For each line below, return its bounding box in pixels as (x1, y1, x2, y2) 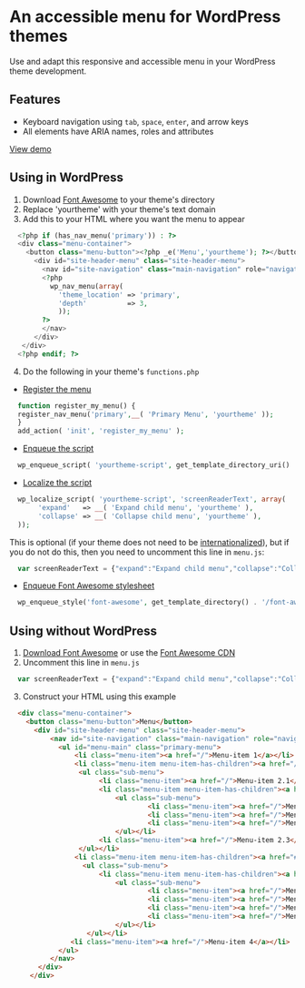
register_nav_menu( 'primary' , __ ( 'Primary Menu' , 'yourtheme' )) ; (17, 410, 274, 419)
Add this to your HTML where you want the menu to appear (22, 213, 245, 224)
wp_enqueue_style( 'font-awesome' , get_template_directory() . (17, 598, 258, 607)
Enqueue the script (22, 443, 94, 454)
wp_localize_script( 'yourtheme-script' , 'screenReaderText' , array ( (17, 494, 286, 504)
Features (9, 92, 61, 107)
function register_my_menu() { (17, 401, 136, 411)
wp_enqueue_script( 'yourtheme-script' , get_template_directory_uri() (17, 461, 290, 470)
